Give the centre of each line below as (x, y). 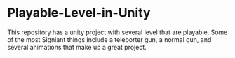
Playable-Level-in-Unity (79, 13)
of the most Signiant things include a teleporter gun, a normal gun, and (109, 39)
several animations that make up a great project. (77, 47)
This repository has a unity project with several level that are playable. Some (117, 32)
